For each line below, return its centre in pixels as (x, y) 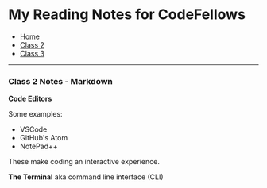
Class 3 (32, 53)
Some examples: (35, 114)
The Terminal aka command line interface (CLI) (86, 177)
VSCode (33, 129)
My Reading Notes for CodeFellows (127, 15)
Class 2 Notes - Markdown (61, 81)
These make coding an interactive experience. (84, 162)
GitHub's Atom (44, 138)
